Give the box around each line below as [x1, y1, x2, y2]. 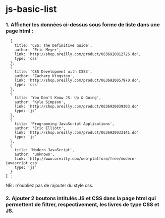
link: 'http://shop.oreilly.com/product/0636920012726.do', [14, 52, 141, 57]
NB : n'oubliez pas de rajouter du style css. [5, 183, 94, 189]
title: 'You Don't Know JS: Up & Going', [14, 96, 101, 101]
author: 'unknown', [14, 152, 55, 157]
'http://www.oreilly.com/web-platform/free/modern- [27, 156, 137, 161]
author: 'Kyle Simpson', [14, 100, 66, 105]
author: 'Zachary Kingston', [14, 74, 75, 79]
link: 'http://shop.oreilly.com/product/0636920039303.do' [14, 104, 139, 109]
